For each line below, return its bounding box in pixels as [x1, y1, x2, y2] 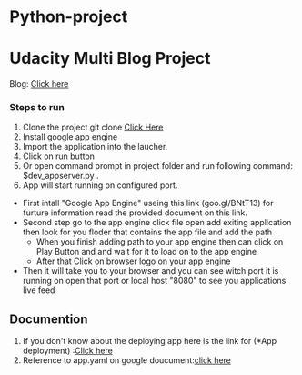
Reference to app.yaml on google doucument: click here [22, 355, 232, 366]
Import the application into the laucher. [22, 141, 168, 152]
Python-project [9, 6, 128, 27]
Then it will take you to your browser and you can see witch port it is [22, 266, 279, 276]
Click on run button [22, 151, 96, 161]
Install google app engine [22, 131, 118, 142]
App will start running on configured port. [22, 180, 178, 191]
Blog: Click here [9, 78, 69, 89]
